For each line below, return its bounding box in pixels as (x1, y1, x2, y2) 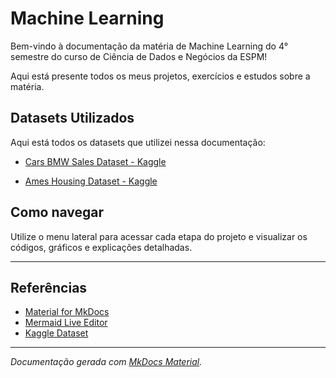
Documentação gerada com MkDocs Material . (10, 356, 203, 368)
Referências (10, 279, 88, 296)
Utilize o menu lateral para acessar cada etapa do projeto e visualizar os (10, 230, 308, 242)
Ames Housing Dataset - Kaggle (24, 175, 158, 187)
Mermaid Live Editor (24, 317, 108, 329)
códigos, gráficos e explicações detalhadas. (10, 241, 193, 253)
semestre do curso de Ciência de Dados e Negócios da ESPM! (10, 50, 268, 62)
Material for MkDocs (24, 306, 110, 318)
